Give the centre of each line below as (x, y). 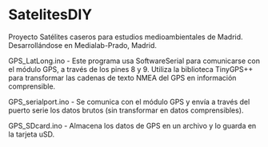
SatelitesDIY (50, 15)
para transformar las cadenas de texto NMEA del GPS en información (122, 77)
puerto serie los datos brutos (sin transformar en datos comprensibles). (126, 110)
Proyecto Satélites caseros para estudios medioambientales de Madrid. (126, 37)
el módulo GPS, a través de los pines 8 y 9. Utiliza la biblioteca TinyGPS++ (131, 69)
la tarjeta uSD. (31, 134)
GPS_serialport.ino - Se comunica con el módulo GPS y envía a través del (129, 101)
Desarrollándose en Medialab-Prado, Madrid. (83, 45)
